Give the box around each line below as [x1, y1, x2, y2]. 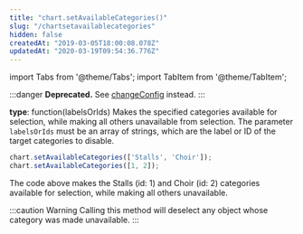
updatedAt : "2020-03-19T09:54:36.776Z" [9, 47, 160, 56]
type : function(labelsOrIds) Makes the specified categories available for [9, 107, 278, 117]
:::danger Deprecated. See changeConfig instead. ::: [9, 89, 205, 100]
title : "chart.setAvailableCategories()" [9, 13, 168, 23]
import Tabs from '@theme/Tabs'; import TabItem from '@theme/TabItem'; [9, 71, 288, 82]
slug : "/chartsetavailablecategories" [9, 22, 156, 31]
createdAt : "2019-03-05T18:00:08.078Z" [9, 38, 160, 48]
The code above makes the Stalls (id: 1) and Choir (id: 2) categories [9, 177, 260, 188]
